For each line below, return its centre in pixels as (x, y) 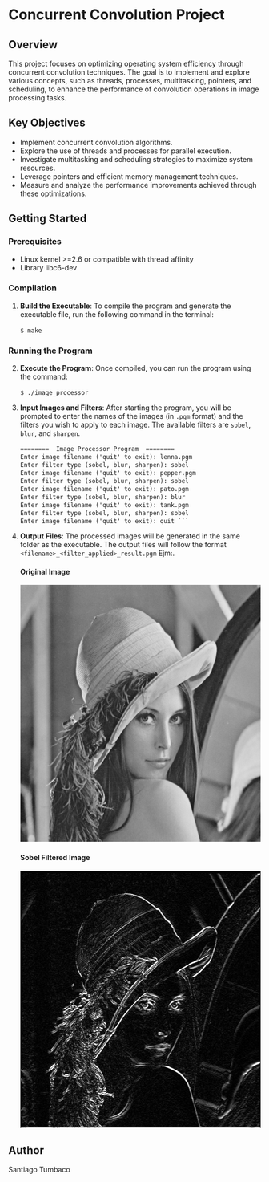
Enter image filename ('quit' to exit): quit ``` (104, 522)
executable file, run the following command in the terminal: (116, 314)
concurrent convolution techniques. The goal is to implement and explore (129, 72)
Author (26, 1150)
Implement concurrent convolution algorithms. (96, 142)
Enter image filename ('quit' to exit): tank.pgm (104, 506)
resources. (38, 168)
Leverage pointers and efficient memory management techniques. (129, 176)
